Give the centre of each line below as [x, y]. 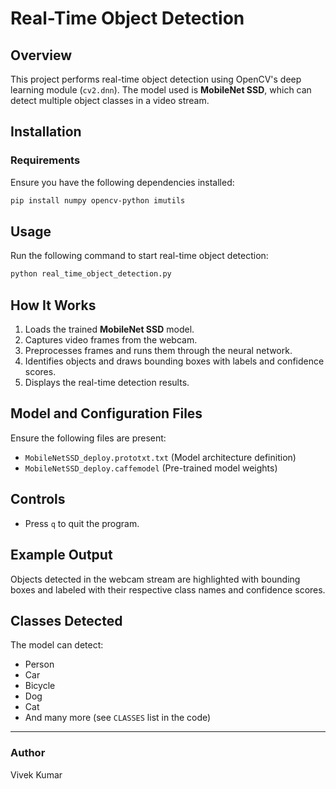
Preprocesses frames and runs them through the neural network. [158, 351]
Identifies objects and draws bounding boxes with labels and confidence [174, 361]
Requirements [45, 160]
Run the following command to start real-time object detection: [139, 256]
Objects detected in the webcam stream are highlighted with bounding [155, 579]
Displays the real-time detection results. [107, 383]
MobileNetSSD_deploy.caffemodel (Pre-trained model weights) [151, 468]
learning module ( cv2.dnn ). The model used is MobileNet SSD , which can [161, 90]
